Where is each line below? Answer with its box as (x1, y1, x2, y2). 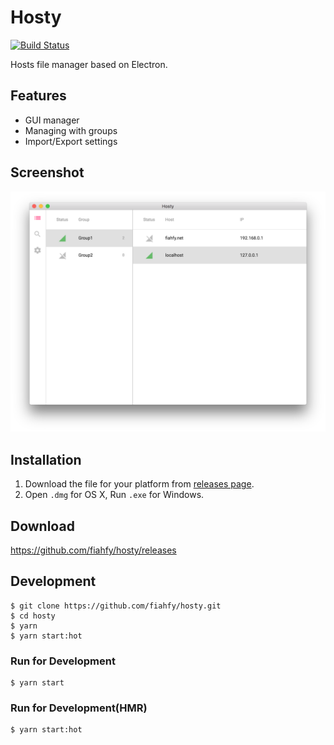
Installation (10, 451, 82, 468)
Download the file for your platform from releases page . (24, 478, 255, 490)
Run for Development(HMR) (10, 701, 148, 715)
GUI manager (24, 114, 80, 126)
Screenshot (10, 164, 85, 181)
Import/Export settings (24, 135, 118, 147)
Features (10, 87, 67, 105)
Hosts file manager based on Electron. (10, 58, 168, 70)
